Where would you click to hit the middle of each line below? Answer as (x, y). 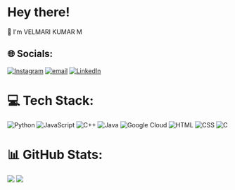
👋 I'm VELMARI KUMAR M (45, 32)
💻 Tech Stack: (51, 100)
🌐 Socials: (30, 54)
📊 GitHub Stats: (55, 154)
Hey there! (39, 12)
